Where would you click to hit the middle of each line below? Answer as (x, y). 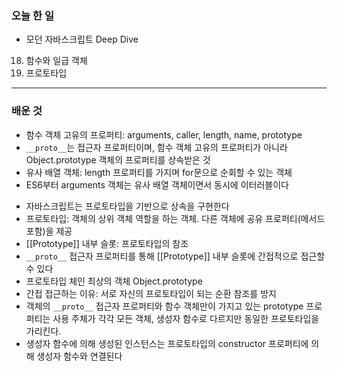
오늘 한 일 (32, 15)
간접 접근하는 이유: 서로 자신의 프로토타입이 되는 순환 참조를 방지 (151, 293)
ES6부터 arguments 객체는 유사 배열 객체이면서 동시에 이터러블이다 (157, 184)
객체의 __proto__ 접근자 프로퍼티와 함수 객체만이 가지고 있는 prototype (164, 306)
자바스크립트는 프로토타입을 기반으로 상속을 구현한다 (127, 206)
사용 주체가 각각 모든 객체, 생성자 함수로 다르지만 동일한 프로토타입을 (186, 318)
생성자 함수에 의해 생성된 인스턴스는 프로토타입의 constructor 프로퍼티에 (167, 343)
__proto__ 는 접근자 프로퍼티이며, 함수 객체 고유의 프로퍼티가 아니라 (156, 147)
